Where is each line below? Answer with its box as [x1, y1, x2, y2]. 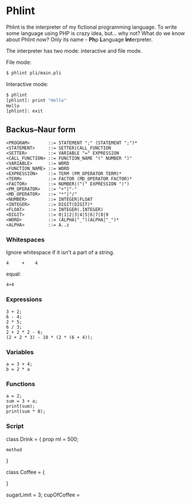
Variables [6, 348, 34, 356]
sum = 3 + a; [6, 399, 38, 404]
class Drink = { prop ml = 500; [6, 435, 79, 442]
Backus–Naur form [6, 124, 76, 134]
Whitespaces [6, 236, 45, 244]
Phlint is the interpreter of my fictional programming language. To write [6, 23, 178, 30]
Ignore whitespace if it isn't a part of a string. [6, 249, 115, 256]
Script [6, 422, 24, 430]
